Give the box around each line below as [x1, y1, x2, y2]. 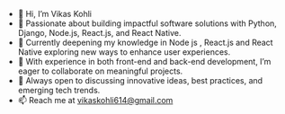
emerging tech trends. [17, 85, 101, 95]
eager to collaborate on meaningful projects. [17, 66, 183, 76]
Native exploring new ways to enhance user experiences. [17, 47, 231, 57]
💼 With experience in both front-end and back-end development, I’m [17, 57, 272, 66]
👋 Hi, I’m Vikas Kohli [17, 9, 93, 19]
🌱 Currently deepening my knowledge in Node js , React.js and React [17, 37, 273, 48]
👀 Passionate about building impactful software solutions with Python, [17, 18, 277, 29]
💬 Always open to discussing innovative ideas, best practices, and [17, 75, 263, 85]
